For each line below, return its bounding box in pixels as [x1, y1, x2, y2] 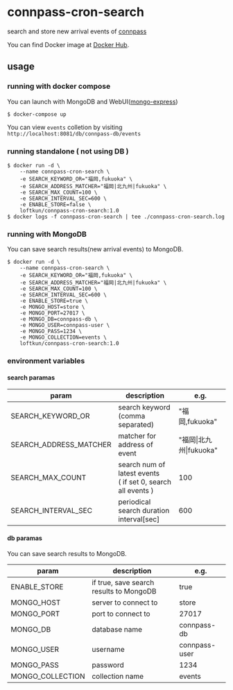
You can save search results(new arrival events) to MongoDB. [7, 245, 184, 253]
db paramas [7, 534, 43, 542]
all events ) [117, 486, 154, 496]
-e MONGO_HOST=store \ [19, 303, 85, 311]
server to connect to [92, 598, 158, 607]
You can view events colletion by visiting [7, 123, 123, 131]
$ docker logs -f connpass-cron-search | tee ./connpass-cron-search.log [7, 213, 225, 220]
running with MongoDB [7, 229, 87, 239]
